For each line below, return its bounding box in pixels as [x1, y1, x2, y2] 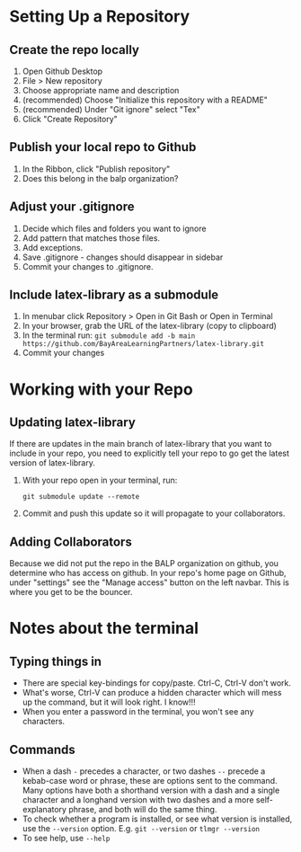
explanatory [22, 804, 67, 815]
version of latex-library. [9, 457, 96, 468]
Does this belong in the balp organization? [22, 173, 179, 183]
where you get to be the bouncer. [9, 587, 133, 598]
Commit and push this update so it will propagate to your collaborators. [22, 508, 286, 519]
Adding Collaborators [9, 534, 132, 549]
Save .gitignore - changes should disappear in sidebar [22, 252, 224, 262]
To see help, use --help [22, 833, 111, 844]
